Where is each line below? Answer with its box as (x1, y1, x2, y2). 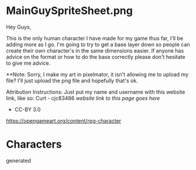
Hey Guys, (6, 23, 32, 30)
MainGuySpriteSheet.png (6, 4, 133, 18)
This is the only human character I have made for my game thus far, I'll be (6, 34, 183, 41)
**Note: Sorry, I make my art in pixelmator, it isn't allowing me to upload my (6, 71, 189, 78)
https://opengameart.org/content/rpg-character (6, 117, 122, 124)
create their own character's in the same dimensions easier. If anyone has (6, 47, 184, 54)
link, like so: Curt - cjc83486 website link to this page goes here (6, 95, 160, 102)
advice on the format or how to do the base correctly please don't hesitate (6, 53, 185, 60)
